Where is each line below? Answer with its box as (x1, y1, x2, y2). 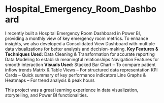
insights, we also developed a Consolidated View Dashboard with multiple (5, 40, 155, 46)
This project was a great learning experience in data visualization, (5, 87, 139, 93)
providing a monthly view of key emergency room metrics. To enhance (5, 35, 149, 41)
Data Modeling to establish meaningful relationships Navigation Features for (5, 56, 159, 62)
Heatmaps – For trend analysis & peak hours (5, 77, 95, 83)
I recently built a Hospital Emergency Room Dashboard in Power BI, (5, 30, 141, 36)
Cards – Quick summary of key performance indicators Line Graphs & (5, 72, 146, 78)
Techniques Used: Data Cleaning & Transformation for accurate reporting (5, 51, 155, 57)
